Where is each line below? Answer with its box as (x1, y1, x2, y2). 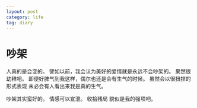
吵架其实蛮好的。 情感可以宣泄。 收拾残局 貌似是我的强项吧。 (6, 96, 156, 103)
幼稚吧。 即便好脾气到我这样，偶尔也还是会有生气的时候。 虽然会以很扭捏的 (6, 75, 191, 82)
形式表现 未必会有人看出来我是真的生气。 (6, 82, 107, 90)
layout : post (6, 8, 39, 15)
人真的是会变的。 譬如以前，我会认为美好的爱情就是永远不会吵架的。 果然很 (6, 68, 191, 75)
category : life (6, 14, 44, 20)
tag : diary (6, 20, 33, 26)
